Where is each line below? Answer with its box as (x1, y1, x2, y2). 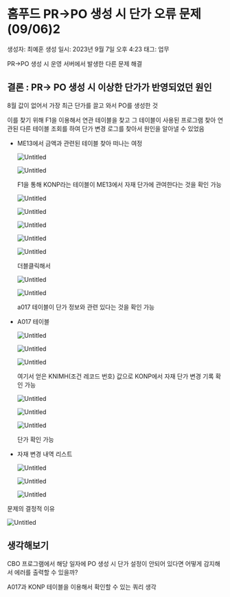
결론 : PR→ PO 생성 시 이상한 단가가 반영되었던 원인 (7, 82, 212, 94)
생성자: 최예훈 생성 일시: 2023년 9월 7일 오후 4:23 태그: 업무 (7, 45, 170, 53)
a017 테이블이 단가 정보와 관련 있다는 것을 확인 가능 (16, 303, 155, 311)
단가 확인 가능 (16, 435, 54, 444)
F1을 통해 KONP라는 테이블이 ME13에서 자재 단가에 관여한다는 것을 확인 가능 (16, 180, 222, 188)
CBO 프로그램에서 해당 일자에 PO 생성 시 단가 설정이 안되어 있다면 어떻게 (7, 559, 203, 567)
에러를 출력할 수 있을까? (14, 568, 78, 576)
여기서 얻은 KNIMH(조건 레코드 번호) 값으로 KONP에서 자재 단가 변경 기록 (16, 372, 214, 380)
